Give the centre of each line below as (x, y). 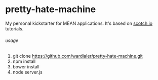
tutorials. (14, 28)
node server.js (28, 72)
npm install (24, 61)
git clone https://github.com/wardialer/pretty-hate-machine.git (77, 56)
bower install (26, 67)
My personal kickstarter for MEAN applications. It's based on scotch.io (79, 23)
